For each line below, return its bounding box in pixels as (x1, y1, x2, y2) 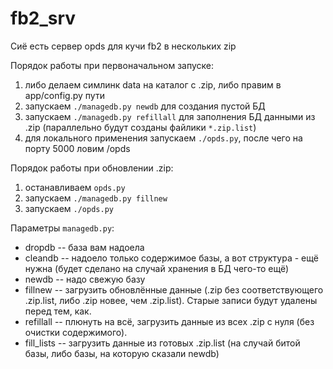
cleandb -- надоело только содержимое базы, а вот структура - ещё (24, 252, 319, 264)
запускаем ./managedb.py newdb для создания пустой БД (24, 100, 266, 112)
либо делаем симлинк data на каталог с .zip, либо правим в (24, 78, 282, 91)
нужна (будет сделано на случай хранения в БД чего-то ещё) (24, 262, 290, 274)
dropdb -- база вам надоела (24, 241, 145, 253)
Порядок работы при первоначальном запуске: (10, 59, 215, 71)
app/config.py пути (24, 89, 105, 101)
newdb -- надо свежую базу (24, 273, 146, 285)
